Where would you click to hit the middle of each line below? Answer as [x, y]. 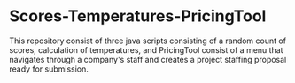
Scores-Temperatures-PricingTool [138, 16]
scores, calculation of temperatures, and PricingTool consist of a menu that [146, 49]
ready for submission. [49, 69]
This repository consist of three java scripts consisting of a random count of [147, 41]
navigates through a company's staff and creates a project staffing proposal [148, 59]
